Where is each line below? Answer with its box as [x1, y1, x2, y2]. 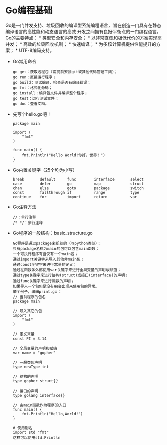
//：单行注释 [12, 215, 36, 220]
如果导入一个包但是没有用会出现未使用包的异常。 [12, 284, 99, 289]
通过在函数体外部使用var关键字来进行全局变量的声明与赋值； [12, 267, 121, 272]
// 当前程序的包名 [12, 294, 46, 299]
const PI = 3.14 [12, 336, 47, 341]
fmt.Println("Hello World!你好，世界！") [22, 152, 106, 158]
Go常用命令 [12, 58, 37, 64]
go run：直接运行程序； [12, 74, 57, 80]
